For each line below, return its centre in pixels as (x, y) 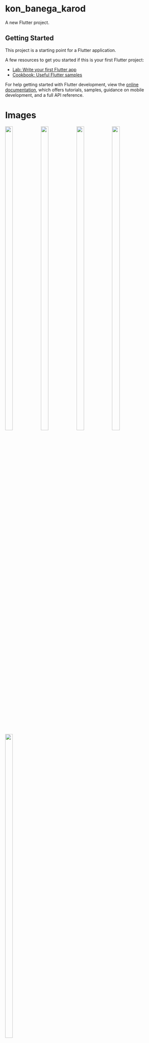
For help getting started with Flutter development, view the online (72, 84)
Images (21, 115)
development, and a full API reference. (44, 95)
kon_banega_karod (45, 9)
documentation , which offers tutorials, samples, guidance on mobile (74, 90)
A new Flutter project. (27, 22)
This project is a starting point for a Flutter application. (61, 50)
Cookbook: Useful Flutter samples (47, 75)
